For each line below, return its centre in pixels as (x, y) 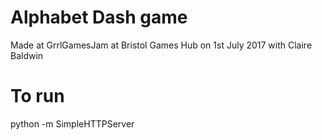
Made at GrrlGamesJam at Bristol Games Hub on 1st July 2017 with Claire (161, 45)
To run (37, 96)
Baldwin (27, 55)
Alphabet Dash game (99, 17)
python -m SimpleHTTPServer (72, 123)
